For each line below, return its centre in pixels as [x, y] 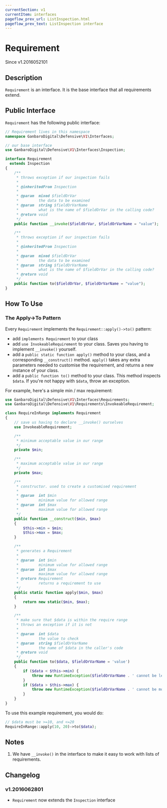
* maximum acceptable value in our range [60, 463]
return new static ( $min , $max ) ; [57, 602]
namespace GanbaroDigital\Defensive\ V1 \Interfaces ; [60, 136]
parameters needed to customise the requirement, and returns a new [83, 365]
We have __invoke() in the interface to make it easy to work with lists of [86, 754]
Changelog [23, 775]
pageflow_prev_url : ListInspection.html [48, 19]
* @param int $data [37, 634]
